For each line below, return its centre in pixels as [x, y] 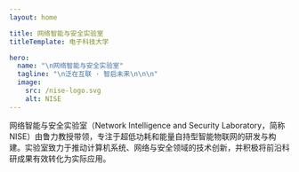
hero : [19, 58]
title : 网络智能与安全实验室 [57, 33]
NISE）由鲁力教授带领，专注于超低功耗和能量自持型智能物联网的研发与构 [143, 136]
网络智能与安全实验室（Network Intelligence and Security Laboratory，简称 [147, 125]
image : [29, 82]
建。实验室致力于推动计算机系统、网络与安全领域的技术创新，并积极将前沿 [145, 147]
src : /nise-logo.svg [63, 90]
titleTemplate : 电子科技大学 [59, 42]
